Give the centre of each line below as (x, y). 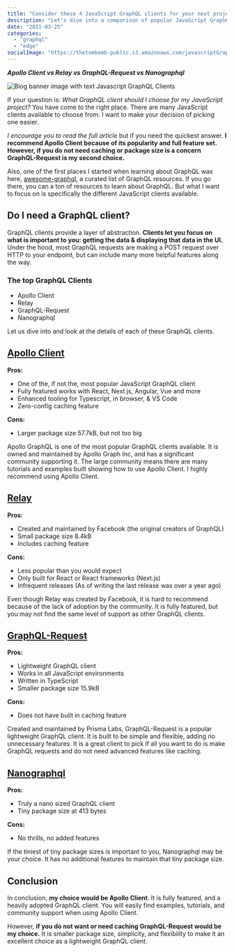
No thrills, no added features (58, 838)
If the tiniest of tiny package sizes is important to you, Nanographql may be (115, 852)
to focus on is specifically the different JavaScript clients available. (103, 194)
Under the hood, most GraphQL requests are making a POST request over (113, 247)
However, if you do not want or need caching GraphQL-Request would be (114, 926)
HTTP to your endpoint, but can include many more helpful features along (113, 254)
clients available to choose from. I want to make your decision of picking (111, 114)
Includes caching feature (53, 543)
